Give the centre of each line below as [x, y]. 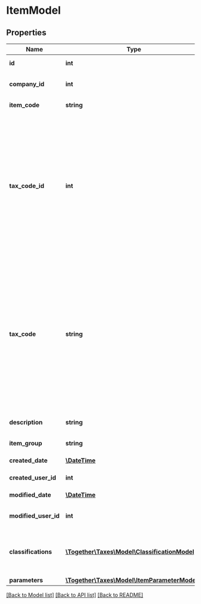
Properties [26, 33]
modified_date [30, 495]
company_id [27, 84]
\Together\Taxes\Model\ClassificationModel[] [132, 552]
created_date [28, 460]
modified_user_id [34, 516]
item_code [25, 105]
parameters [26, 580]
